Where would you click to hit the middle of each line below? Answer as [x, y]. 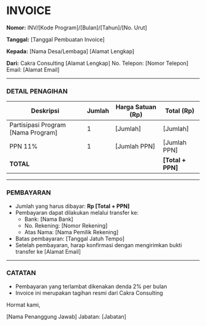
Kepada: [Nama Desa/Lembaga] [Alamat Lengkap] [71, 51]
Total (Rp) [180, 111]
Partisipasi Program [38, 125]
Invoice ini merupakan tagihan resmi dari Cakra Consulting [89, 293]
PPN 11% [24, 146]
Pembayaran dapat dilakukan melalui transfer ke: [77, 212]
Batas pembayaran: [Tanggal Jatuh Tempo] [70, 239]
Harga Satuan [136, 107]
